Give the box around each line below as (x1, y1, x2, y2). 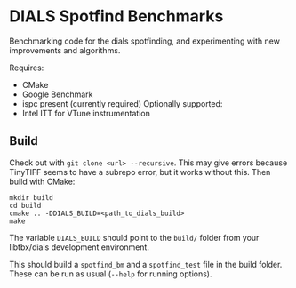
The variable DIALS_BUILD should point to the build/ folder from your (9, 232, 260, 243)
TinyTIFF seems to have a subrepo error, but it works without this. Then (9, 166, 271, 177)
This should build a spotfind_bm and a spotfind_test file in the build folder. (9, 259, 283, 269)
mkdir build (9, 193, 53, 202)
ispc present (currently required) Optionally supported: (21, 98, 223, 108)
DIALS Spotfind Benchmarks (9, 6, 224, 27)
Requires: (9, 62, 44, 73)
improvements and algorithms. (9, 44, 121, 55)
